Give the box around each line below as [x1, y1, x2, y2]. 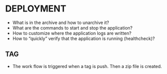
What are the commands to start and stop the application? [12, 24, 133, 30]
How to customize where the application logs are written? [12, 30, 132, 36]
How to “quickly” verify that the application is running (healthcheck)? [12, 35, 155, 41]
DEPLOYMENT [5, 3, 67, 14]
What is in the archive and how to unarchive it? [12, 19, 109, 25]
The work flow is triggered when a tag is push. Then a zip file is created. [12, 63, 162, 69]
